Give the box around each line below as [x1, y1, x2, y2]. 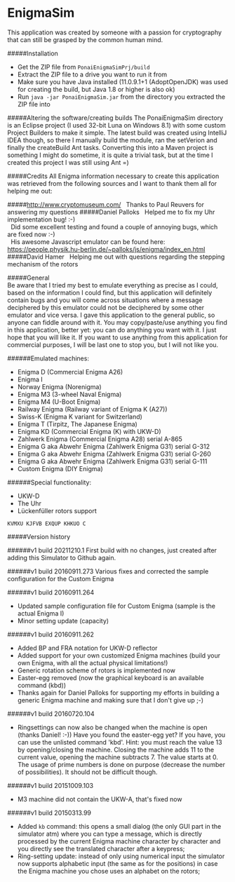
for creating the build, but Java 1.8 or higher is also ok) [17, 85, 175, 93]
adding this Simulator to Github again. [7, 553, 116, 562]
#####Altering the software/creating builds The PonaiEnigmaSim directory [7, 114, 223, 122]
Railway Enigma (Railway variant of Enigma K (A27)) [17, 405, 168, 413]
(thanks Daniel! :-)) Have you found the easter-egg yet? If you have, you [17, 731, 226, 739]
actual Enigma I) [17, 609, 65, 618]
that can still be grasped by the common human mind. [7, 35, 163, 43]
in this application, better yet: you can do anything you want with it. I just [7, 325, 217, 334]
